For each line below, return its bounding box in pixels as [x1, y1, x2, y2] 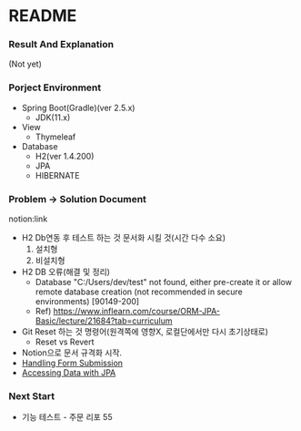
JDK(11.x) [35, 111, 71, 123]
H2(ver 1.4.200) [35, 150, 95, 161]
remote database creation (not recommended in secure [35, 286, 243, 297]
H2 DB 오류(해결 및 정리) [21, 266, 111, 278]
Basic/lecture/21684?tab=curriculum [35, 315, 173, 326]
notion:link [8, 213, 48, 224]
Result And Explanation [8, 38, 115, 51]
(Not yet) [8, 58, 43, 69]
